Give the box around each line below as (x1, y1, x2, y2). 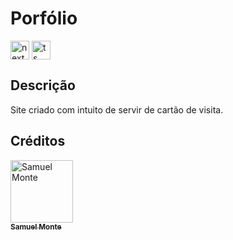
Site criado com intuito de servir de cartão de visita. (10, 103, 224, 116)
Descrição (10, 77, 76, 94)
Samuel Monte (10, 222, 62, 232)
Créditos (10, 133, 66, 150)
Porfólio (10, 7, 78, 30)
